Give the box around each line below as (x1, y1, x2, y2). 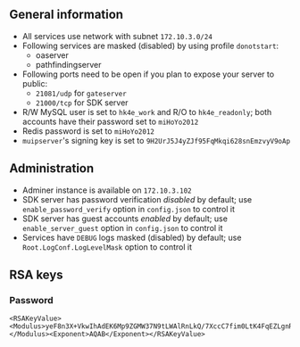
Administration (9, 161, 95, 177)
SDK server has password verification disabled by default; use (21, 194, 253, 204)
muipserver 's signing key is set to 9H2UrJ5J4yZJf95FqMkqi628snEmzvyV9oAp (21, 135, 291, 145)
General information (9, 7, 123, 22)
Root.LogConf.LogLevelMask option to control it (21, 241, 193, 252)
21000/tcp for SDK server (35, 97, 129, 108)
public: (21, 78, 48, 88)
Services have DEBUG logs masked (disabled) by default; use (21, 232, 242, 243)
